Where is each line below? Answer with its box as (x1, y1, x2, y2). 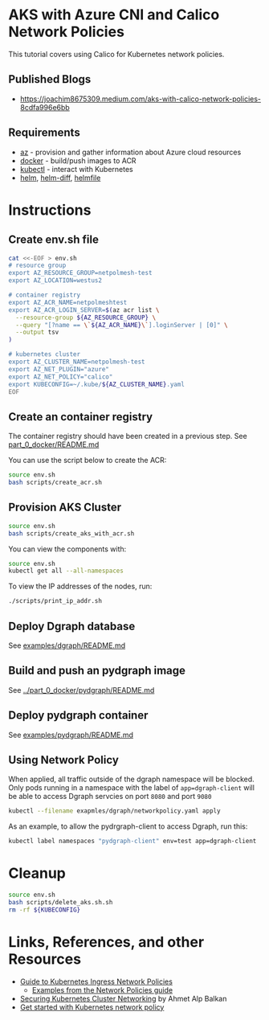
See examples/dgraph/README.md (8, 641, 126, 650)
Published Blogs (8, 72, 92, 86)
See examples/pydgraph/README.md (8, 730, 134, 739)
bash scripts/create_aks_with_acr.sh (8, 529, 135, 538)
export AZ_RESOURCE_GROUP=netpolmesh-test (8, 269, 153, 277)
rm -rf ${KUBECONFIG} (8, 906, 81, 914)
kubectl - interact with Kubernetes (19, 164, 134, 174)
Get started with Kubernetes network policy (19, 1002, 165, 1012)
